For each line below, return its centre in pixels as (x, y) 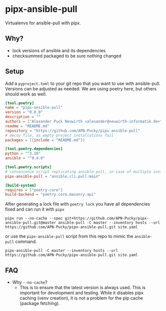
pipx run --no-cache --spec (34, 219)
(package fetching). (40, 304)
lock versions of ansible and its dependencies (59, 50)
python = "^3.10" (23, 154)
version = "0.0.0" (24, 112)
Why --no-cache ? (30, 282)
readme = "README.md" (27, 126)
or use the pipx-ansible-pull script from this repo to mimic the (69, 236)
